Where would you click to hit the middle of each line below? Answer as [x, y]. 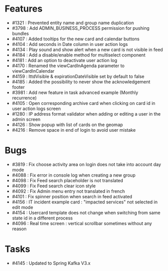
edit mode [22, 207]
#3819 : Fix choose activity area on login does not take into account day [87, 164]
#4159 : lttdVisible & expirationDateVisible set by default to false [78, 76]
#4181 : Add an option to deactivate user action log [65, 60]
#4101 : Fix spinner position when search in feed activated [72, 196]
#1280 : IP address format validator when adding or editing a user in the [86, 114]
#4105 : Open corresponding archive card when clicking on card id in [83, 103]
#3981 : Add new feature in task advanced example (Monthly [75, 92]
